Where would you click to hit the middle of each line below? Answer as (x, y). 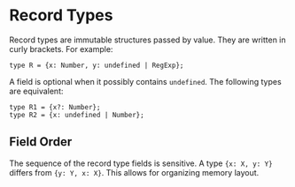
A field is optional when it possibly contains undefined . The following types (145, 81)
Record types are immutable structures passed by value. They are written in (147, 40)
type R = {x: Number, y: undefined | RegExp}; (97, 65)
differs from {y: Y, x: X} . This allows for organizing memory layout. (134, 172)
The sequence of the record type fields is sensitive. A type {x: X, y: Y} (141, 163)
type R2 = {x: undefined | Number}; (77, 115)
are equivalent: (36, 91)
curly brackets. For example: (61, 49)
